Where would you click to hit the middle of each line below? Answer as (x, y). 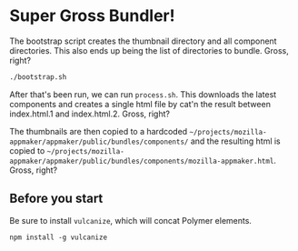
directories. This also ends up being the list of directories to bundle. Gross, (149, 50)
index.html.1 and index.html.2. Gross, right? (90, 114)
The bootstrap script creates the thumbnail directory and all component (143, 41)
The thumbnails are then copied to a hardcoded (99, 131)
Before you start (56, 199)
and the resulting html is (235, 141)
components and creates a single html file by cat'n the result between (140, 104)
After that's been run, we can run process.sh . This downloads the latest (143, 94)
